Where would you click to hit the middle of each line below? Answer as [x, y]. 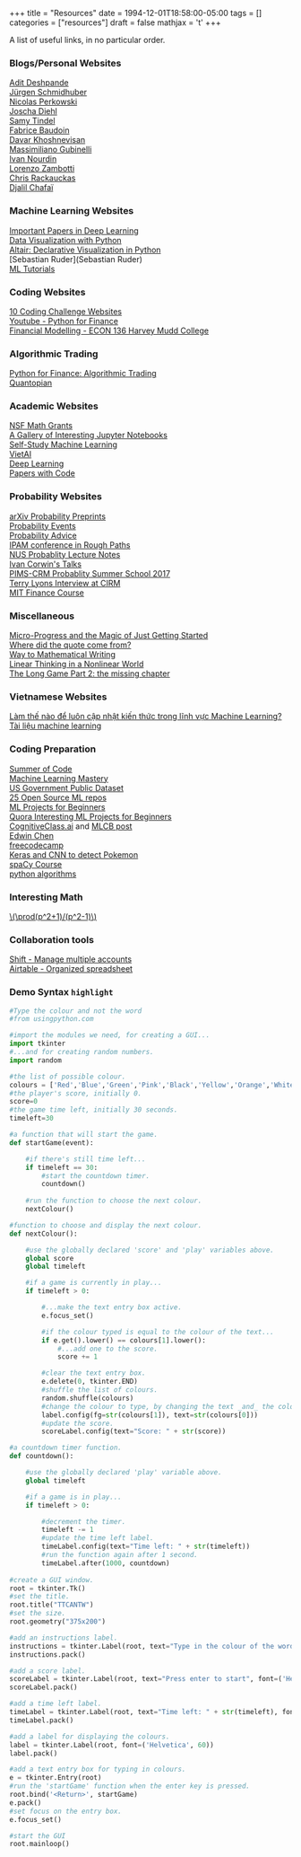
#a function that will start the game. [84, 1135]
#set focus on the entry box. [66, 1811]
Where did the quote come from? [70, 645]
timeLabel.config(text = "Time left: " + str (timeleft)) [146, 1547]
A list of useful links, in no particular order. [87, 40]
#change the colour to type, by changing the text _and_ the [158, 1406]
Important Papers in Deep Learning [74, 230]
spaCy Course [36, 864]
